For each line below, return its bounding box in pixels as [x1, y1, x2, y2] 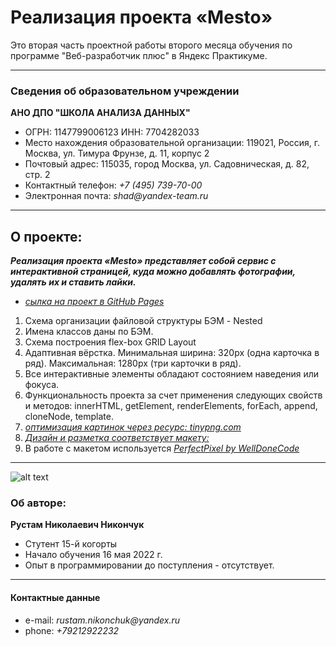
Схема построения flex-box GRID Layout [24, 336, 197, 348]
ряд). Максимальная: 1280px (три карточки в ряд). [24, 357, 242, 370]
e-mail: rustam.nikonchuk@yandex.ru [24, 614, 181, 626]
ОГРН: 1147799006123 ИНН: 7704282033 [24, 126, 200, 138]
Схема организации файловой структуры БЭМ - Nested [24, 315, 263, 327]
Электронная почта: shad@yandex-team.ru [24, 190, 209, 202]
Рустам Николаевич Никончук [10, 519, 145, 531]
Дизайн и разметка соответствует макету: [24, 432, 210, 444]
